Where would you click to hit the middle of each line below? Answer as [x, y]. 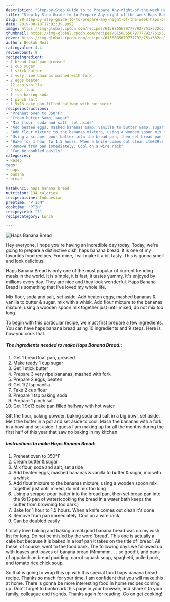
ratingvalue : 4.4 [24, 48]
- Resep [14, 160]
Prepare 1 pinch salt [34, 401]
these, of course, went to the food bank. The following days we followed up [84, 547]
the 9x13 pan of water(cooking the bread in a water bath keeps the [82, 499]
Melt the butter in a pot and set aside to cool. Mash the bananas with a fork [84, 421]
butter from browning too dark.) [46, 505]
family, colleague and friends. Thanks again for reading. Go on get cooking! [84, 594]
